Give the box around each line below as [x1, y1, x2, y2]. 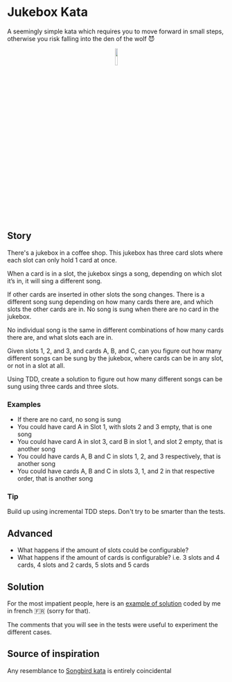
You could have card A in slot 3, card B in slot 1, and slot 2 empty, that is [17, 438, 223, 446]
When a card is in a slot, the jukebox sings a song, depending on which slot [7, 269, 222, 278]
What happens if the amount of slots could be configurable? [17, 546, 189, 554]
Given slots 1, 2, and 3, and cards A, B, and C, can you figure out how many [7, 347, 222, 355]
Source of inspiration [7, 648, 100, 660]
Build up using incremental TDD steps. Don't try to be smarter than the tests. [7, 508, 226, 516]
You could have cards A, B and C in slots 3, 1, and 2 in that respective [17, 467, 215, 476]
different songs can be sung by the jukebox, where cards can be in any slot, [7, 354, 224, 362]
